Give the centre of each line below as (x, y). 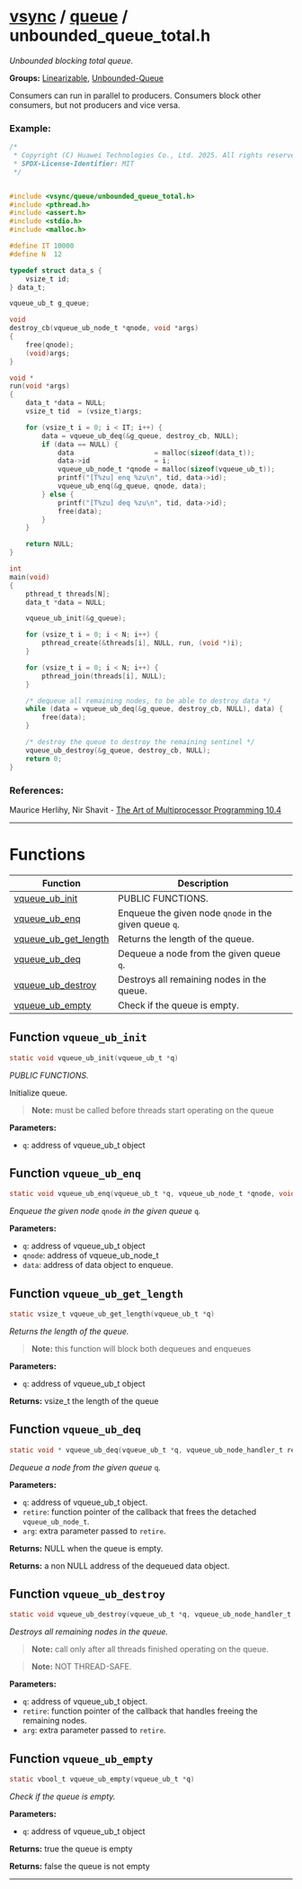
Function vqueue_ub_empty (81, 1758)
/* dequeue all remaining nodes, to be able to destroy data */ (148, 701)
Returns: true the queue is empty (71, 1849)
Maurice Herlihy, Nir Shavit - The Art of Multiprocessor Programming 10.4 (145, 810)
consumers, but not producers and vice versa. (95, 104)
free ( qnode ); (50, 345)
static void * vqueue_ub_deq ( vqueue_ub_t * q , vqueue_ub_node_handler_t (146, 1450)
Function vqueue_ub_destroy (88, 1593)
